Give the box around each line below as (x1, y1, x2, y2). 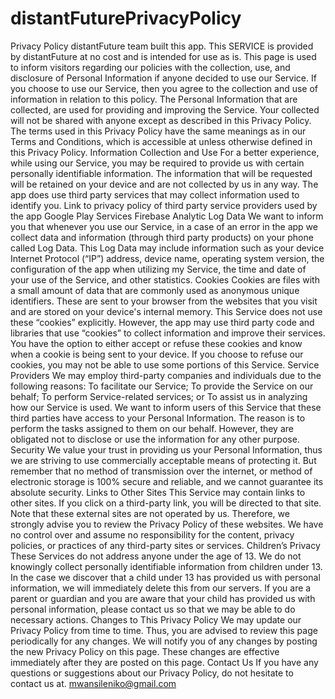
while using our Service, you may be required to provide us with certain (10, 157, 305, 169)
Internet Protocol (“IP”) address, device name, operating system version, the (10, 252, 325, 264)
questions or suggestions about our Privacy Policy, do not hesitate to (10, 667, 294, 679)
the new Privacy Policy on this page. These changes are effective (10, 645, 280, 657)
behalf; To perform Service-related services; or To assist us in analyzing (10, 390, 308, 402)
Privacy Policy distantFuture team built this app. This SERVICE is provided (10, 40, 314, 52)
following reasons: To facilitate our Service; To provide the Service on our (10, 380, 314, 392)
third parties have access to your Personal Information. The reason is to (10, 412, 306, 424)
